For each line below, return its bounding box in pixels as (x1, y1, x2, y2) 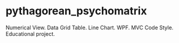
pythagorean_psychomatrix (5, 4, 147, 18)
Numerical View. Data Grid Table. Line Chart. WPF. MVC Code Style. (5, 24, 174, 31)
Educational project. (5, 30, 55, 37)
